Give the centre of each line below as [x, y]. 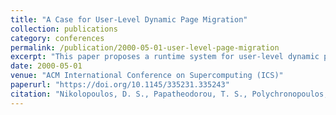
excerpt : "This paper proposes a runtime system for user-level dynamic [165, 57]
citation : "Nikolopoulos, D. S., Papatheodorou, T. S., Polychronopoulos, [169, 94]
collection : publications [64, 29]
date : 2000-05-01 [46, 66]
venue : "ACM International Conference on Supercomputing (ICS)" [147, 76]
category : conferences [57, 38]
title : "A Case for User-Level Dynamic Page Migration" [129, 19]
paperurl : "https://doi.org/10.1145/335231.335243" [120, 85]
